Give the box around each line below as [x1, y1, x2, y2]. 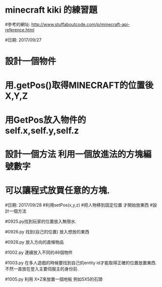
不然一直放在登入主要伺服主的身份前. [5, 266, 79, 271]
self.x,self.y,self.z [5, 125, 79, 136]
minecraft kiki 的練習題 [5, 4, 98, 16]
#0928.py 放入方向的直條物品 [5, 239, 64, 245]
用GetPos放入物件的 [5, 114, 86, 126]
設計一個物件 [5, 56, 57, 67]
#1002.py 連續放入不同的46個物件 [5, 249, 73, 255]
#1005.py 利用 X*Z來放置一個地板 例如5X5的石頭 [5, 276, 103, 282]
